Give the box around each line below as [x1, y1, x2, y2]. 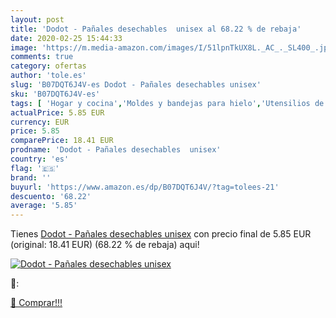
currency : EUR [10, 117, 70, 127]
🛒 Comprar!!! [10, 297, 63, 309]
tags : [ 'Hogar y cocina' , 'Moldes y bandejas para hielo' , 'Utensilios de [10, 98, 325, 108]
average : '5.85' [10, 201, 78, 211]
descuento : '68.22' [10, 191, 92, 201]
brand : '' [10, 172, 52, 183]
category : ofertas [10, 61, 87, 71]
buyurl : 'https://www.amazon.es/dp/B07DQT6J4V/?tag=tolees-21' [10, 182, 280, 192]
